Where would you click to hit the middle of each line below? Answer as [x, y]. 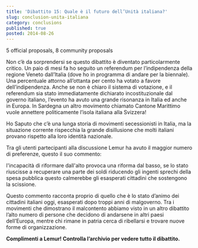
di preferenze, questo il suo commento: [54, 154]
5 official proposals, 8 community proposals [60, 50]
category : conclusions [34, 22]
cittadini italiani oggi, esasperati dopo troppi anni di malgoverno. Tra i [90, 202]
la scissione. [21, 185]
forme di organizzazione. [36, 227]
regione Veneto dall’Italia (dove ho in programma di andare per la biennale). [98, 75]
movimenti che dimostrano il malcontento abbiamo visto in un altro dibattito [98, 208]
